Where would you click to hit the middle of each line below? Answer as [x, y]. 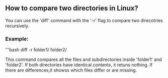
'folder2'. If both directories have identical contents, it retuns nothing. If [79, 65]
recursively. [17, 26]
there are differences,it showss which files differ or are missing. [71, 70]
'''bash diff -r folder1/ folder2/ [36, 50]
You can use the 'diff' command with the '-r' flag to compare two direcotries [84, 20]
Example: [17, 39]
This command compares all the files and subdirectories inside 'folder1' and [83, 59]
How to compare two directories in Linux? [72, 8]
